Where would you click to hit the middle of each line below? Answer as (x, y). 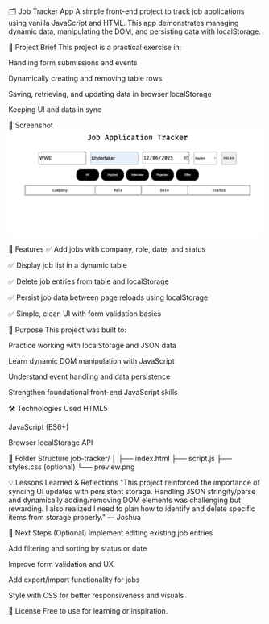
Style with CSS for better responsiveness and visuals (96, 595)
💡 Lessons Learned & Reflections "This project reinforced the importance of (134, 482)
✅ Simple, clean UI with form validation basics (85, 314)
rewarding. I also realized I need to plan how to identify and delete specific (132, 508)
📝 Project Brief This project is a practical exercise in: (95, 47)
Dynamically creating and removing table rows (85, 78)
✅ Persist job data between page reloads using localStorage (108, 297)
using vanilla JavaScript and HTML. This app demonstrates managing (124, 23)
